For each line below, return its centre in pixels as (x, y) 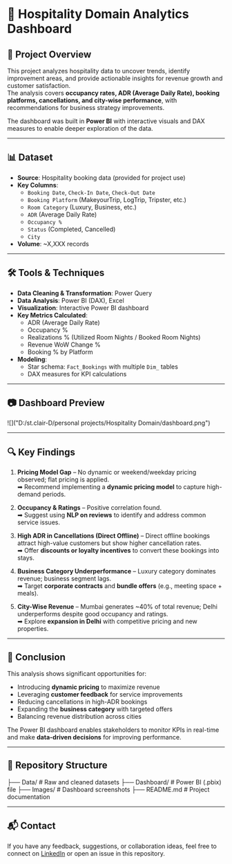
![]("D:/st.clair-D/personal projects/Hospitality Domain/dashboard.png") (109, 423)
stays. (26, 558)
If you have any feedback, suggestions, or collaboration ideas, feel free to (112, 846)
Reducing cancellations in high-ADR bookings (82, 702)
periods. (54, 495)
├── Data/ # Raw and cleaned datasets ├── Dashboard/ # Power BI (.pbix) (115, 782)
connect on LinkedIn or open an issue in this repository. (86, 853)
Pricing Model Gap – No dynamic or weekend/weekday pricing (107, 472)
